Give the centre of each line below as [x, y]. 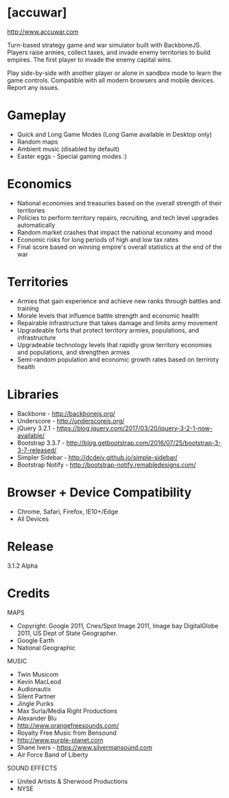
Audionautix [34, 689]
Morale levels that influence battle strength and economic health [108, 315]
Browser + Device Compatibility [99, 492]
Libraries [33, 394]
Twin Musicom [38, 674]
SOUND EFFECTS [32, 768]
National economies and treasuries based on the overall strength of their [119, 203]
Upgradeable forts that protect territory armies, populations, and [108, 330]
